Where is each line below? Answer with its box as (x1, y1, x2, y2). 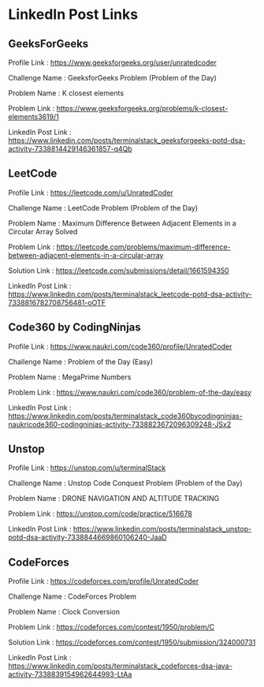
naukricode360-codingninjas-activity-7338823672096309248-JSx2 (8, 420, 232, 429)
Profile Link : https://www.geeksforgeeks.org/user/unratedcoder (8, 58, 217, 67)
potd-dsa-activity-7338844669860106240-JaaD (8, 532, 167, 542)
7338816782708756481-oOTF (8, 297, 106, 307)
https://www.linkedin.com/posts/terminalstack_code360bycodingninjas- (8, 411, 243, 420)
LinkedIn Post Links (8, 6, 139, 24)
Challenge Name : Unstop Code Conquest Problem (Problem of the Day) (8, 479, 243, 488)
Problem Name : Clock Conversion (8, 607, 121, 617)
